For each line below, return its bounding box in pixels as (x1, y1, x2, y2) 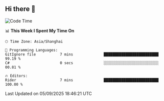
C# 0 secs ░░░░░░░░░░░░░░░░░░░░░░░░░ (5, 60, 159, 65)
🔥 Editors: (5, 73, 28, 78)
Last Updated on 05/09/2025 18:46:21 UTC (5, 90, 92, 96)
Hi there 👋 (5, 5, 36, 13)
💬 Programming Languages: (5, 48, 58, 52)
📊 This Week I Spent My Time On (5, 27, 74, 33)
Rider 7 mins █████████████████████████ (5, 77, 159, 82)
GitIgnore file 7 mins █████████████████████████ (5, 52, 159, 57)
